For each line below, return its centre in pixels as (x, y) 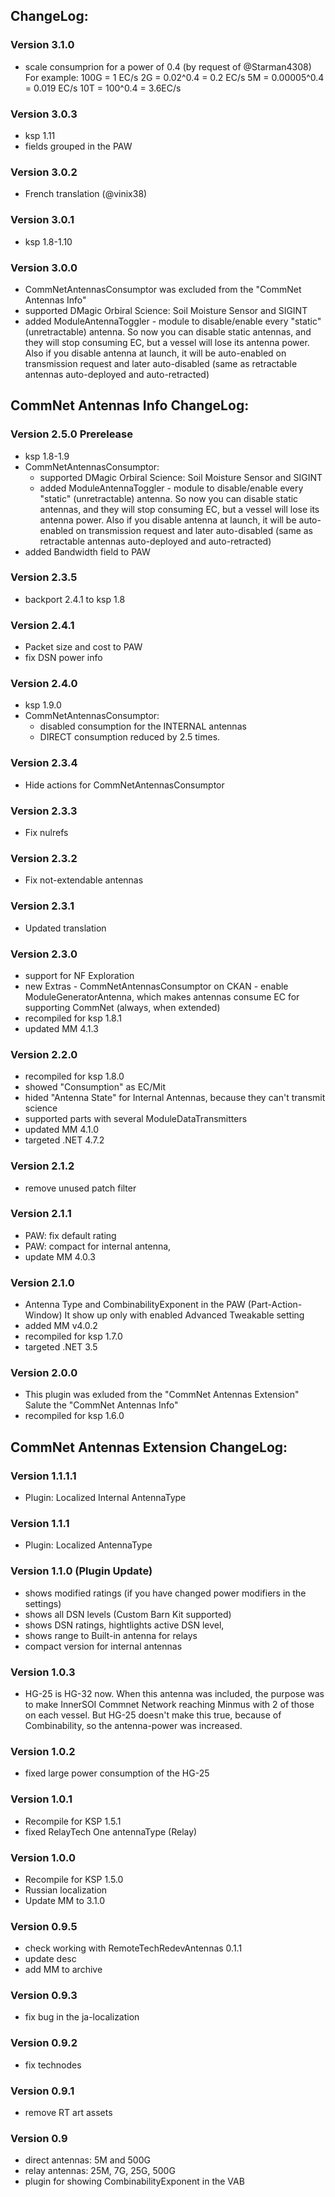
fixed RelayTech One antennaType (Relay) (111, 1831)
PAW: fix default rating (70, 1235)
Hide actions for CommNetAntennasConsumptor (124, 785)
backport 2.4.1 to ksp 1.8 (75, 599)
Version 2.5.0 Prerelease (72, 434)
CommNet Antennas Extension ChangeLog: (149, 1447)
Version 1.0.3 (43, 1672)
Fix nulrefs (46, 833)
